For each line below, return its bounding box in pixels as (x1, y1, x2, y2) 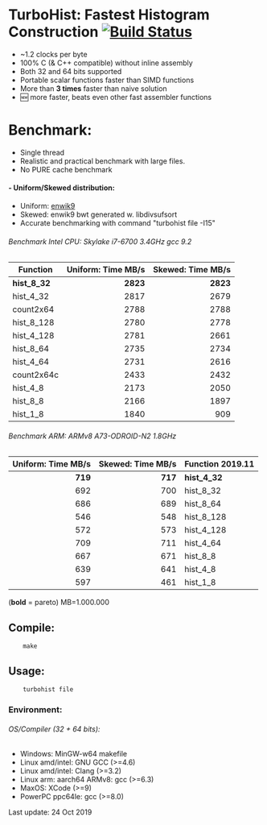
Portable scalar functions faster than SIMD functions (19, 75, 195, 85)
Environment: (8, 704, 63, 715)
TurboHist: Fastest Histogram (8, 6, 211, 24)
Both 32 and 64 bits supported (19, 66, 122, 76)
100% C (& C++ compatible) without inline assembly (19, 58, 193, 68)
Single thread (19, 147, 65, 157)
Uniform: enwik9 (19, 201, 76, 211)
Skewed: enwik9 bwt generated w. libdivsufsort (19, 209, 178, 219)
